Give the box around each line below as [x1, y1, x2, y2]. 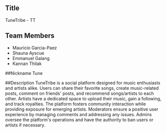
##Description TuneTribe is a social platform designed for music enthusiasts [5, 79, 161, 86]
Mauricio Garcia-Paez [12, 45, 57, 51]
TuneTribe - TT [5, 17, 36, 23]
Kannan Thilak [12, 61, 42, 66]
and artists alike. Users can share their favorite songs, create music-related [5, 85, 159, 91]
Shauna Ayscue [12, 50, 45, 56]
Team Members [5, 32, 55, 40]
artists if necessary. [5, 122, 46, 128]
